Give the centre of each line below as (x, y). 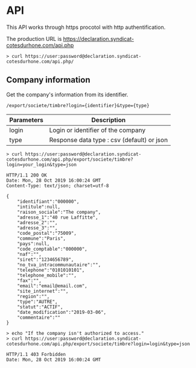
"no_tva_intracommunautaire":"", (59, 265)
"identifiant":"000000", (48, 201)
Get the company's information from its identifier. (67, 95)
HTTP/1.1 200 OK (27, 175)
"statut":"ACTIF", (40, 307)
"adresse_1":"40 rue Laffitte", (58, 217)
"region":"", (33, 296)
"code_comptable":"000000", (52, 249)
